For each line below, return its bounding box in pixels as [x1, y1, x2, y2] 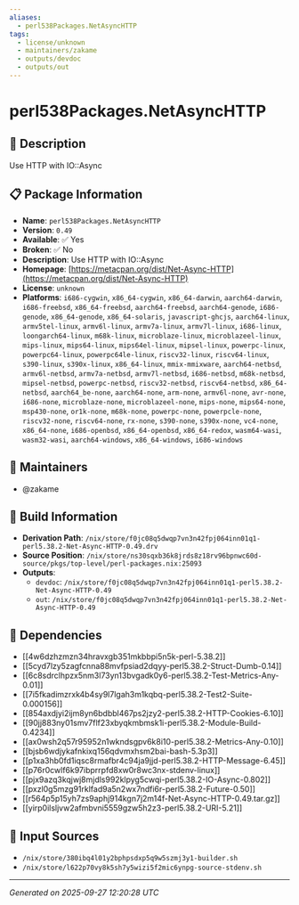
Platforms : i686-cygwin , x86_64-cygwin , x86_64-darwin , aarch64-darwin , [21, 291, 283, 303]
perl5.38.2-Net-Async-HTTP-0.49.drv [21, 542, 158, 551]
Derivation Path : [21, 533, 84, 543]
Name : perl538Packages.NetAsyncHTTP [21, 215, 162, 225]
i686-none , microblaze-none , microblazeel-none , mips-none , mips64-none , [21, 395, 287, 406]
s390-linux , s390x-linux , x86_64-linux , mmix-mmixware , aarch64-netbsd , [21, 358, 282, 369]
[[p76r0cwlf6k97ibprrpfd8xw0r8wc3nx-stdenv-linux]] [21, 765, 221, 776]
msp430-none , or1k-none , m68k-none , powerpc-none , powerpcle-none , [21, 405, 263, 416]
